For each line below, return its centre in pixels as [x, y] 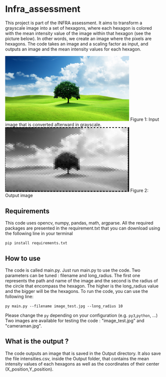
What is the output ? [37, 342]
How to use [23, 258]
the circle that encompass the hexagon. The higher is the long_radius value [82, 286]
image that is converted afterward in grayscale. [53, 124]
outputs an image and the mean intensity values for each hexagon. [73, 49]
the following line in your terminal [39, 234]
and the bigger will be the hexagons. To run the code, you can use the [77, 291]
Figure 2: [139, 190]
